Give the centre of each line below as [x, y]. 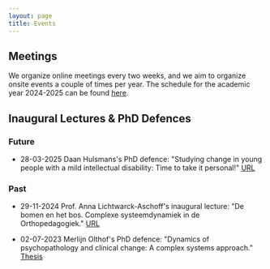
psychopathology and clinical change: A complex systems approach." [137, 248]
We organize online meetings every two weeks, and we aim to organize [127, 76]
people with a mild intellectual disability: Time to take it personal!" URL [137, 168]
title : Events [32, 23]
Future [21, 141]
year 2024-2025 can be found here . [69, 93]
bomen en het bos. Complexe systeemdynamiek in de [110, 215]
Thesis [31, 257]
